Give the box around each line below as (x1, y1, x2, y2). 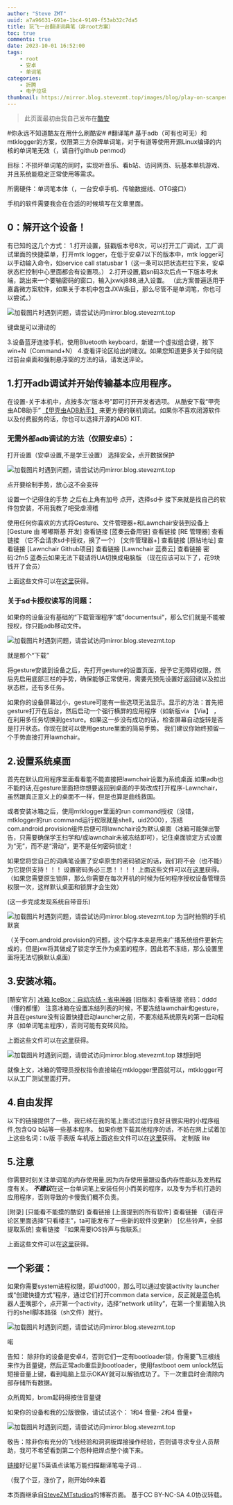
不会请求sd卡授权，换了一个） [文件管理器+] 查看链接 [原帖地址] (33, 536, 216, 544)
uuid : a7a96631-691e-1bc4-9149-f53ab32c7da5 (7, 17, 138, 24)
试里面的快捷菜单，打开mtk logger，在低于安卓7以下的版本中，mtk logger (7, 250, 218, 258)
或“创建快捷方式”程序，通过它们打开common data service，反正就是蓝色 (7, 1291, 215, 1299)
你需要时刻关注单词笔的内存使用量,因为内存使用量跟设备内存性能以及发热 (7, 1175, 216, 1184)
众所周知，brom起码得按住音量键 (7, 1393, 102, 1401)
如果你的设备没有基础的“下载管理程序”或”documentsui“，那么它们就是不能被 (7, 613, 225, 621)
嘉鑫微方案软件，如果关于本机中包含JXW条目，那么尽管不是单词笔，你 (7, 284, 209, 293)
